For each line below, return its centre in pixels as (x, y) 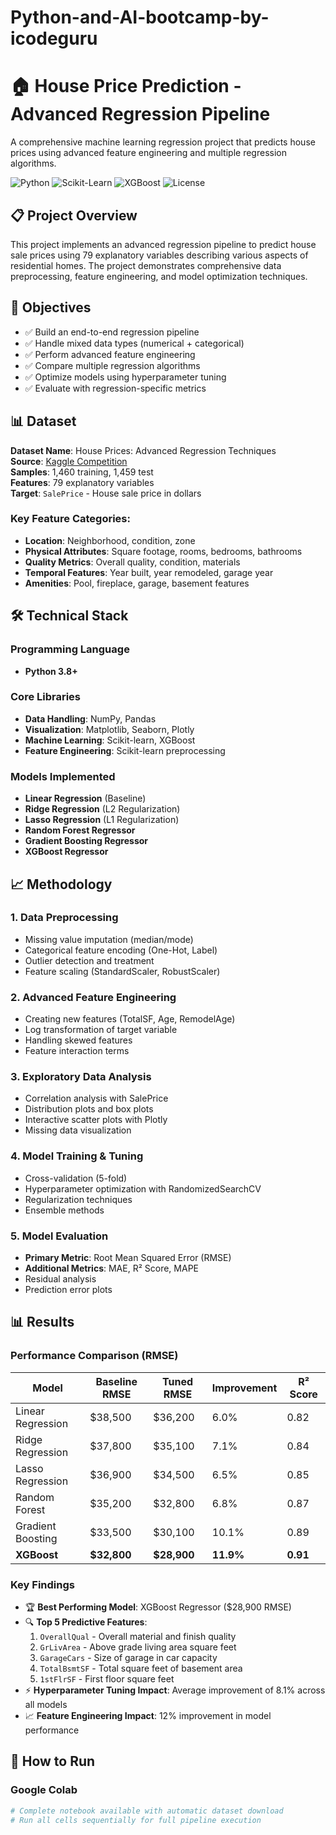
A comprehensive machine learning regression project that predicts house (163, 142)
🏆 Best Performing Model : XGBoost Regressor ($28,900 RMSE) (158, 1607)
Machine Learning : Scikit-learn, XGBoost (110, 740)
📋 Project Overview (74, 215)
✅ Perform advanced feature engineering (110, 354)
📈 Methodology (61, 884)
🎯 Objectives (51, 307)
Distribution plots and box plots (89, 1109)
